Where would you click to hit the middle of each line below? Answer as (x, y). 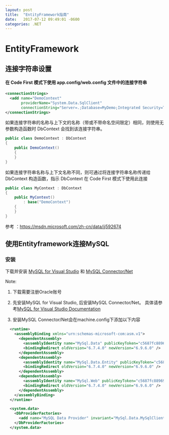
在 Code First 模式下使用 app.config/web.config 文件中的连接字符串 (76, 83)
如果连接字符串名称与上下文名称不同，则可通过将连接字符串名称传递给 (78, 172)
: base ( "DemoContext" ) (47, 202)
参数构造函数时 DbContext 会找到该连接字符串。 (55, 129)
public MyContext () (35, 197)
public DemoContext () (37, 148)
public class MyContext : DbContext (44, 188)
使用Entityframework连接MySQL (57, 244)
